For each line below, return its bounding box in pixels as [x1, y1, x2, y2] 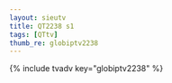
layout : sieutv [9, 13, 67, 23]
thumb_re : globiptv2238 [9, 38, 99, 48]
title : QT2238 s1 [9, 22, 75, 31]
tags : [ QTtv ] [9, 30, 59, 39]
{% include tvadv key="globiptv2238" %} [9, 63, 164, 74]
